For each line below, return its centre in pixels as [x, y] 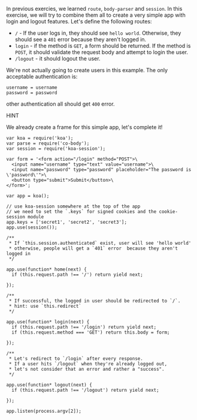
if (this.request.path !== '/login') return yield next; [84, 327]
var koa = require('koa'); [40, 138]
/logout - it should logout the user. [57, 58]
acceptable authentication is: [42, 76]
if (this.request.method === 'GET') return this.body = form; [91, 332]
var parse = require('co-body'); [48, 143]
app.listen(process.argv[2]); [44, 411]
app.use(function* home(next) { [46, 269]
